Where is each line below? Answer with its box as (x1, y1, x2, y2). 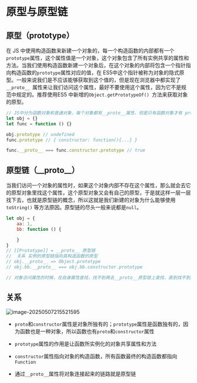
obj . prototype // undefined (6, 131, 75, 138)
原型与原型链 (6, 5, 69, 19)
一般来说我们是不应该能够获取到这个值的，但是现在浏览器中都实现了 (16, 77, 181, 83)
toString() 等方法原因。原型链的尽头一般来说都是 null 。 (6, 204, 142, 211)
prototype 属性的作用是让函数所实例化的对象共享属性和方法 (14, 340, 157, 347)
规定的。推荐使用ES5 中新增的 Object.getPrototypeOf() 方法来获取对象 (16, 91, 188, 98)
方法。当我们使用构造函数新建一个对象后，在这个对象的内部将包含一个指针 (6, 62, 186, 69)
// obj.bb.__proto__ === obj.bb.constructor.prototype (6, 264, 143, 270)
